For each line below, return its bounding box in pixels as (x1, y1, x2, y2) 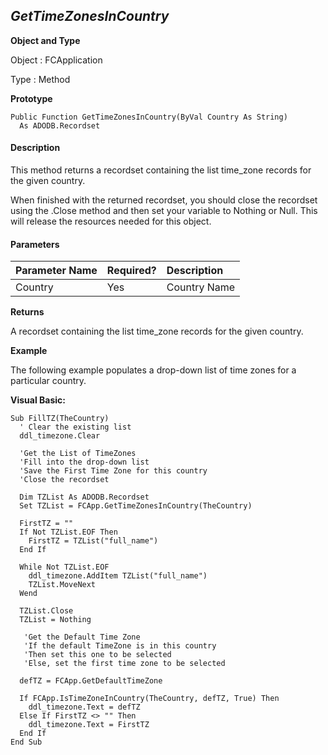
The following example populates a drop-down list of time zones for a (10, 364, 297, 376)
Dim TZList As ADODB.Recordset (19, 492, 150, 503)
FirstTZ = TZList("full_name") (28, 536, 159, 546)
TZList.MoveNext (28, 580, 97, 590)
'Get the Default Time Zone (23, 632, 141, 643)
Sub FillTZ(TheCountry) (10, 414, 110, 424)
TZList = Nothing (19, 615, 92, 625)
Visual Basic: (10, 394, 66, 406)
